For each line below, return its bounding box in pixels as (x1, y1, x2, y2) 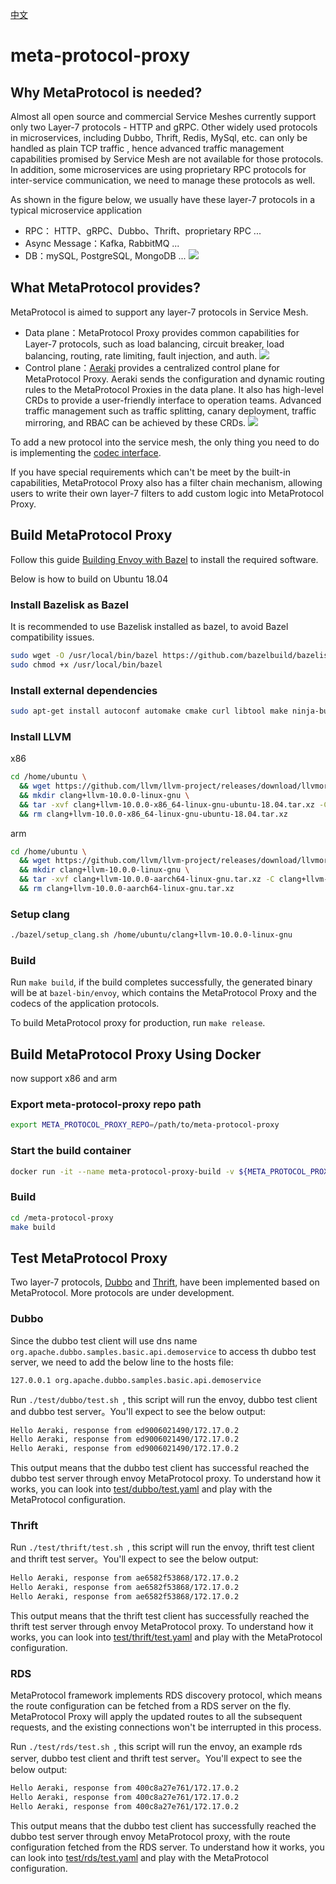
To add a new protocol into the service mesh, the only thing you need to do (10, 436, 320, 448)
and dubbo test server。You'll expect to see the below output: (10, 1405, 267, 1417)
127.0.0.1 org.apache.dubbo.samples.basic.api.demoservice (10, 1375, 262, 1385)
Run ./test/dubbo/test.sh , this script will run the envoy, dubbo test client (10, 1393, 318, 1405)
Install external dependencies (10, 683, 158, 697)
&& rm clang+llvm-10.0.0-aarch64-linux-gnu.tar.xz (19, 884, 235, 894)
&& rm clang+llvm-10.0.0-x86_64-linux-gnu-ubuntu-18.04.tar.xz (19, 809, 288, 819)
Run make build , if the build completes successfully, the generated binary (10, 976, 313, 988)
